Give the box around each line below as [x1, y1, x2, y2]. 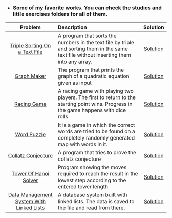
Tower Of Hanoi [11, 170, 50, 177]
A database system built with [58, 191, 127, 199]
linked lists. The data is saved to [58, 198, 135, 205]
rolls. [58, 113, 70, 121]
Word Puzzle [15, 131, 46, 138]
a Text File [17, 48, 43, 55]
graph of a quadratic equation [58, 73, 130, 80]
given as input [58, 79, 92, 86]
